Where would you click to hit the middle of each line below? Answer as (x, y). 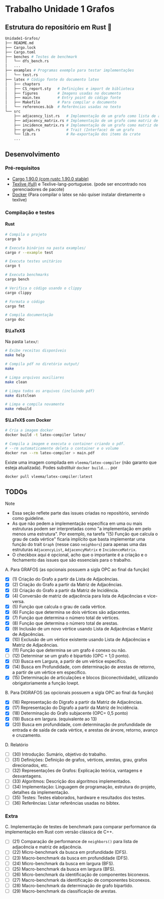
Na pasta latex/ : (22, 342)
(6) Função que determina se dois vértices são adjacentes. (71, 612)
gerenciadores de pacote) (38, 189)
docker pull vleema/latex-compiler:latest (49, 477)
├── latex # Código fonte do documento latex (52, 80)
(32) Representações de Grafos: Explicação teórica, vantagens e (77, 770)
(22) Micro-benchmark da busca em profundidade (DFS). (70, 852)
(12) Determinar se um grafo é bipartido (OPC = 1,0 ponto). (71, 656)
